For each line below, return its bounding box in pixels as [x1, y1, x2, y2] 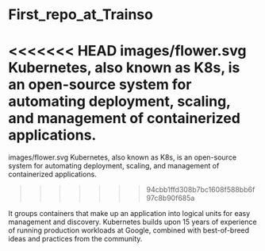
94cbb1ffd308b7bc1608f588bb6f [146, 185, 255, 195]
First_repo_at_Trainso [8, 6, 153, 24]
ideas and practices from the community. [8, 234, 143, 244]
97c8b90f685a [146, 193, 195, 203]
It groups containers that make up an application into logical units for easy [8, 209, 251, 218]
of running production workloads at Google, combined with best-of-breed [8, 226, 250, 235]
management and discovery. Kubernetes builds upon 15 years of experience [8, 217, 258, 227]
